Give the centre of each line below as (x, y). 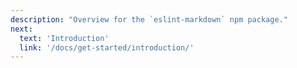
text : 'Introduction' (64, 38)
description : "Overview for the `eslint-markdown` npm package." (149, 19)
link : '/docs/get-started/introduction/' (107, 47)
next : (21, 29)
